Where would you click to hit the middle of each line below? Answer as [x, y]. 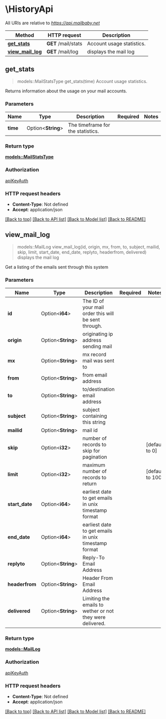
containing [95, 416]
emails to [93, 605]
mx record [94, 355]
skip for [91, 451]
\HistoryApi [29, 9]
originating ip [98, 334]
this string [94, 422]
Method [25, 35]
